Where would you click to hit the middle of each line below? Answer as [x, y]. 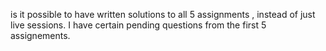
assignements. [40, 35]
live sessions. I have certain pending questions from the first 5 [138, 25]
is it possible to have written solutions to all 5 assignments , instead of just [163, 14]
